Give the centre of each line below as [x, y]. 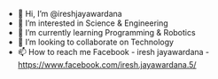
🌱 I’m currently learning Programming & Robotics [107, 32]
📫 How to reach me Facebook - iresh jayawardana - [113, 52]
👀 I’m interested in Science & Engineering [93, 23]
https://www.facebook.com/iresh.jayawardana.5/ [107, 65]
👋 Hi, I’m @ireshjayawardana [70, 14]
